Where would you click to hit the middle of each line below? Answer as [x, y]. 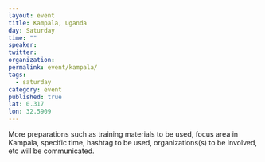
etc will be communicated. [51, 151]
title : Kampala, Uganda [48, 23]
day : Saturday [32, 30]
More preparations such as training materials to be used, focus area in [123, 134]
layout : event [32, 15]
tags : [17, 75]
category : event [35, 89]
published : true [35, 97]
